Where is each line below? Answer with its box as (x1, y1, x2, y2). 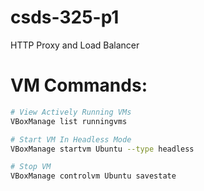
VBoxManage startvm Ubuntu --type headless (10, 144, 195, 154)
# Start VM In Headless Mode (10, 134, 132, 145)
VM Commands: (10, 74, 148, 97)
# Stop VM (10, 162, 52, 172)
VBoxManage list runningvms (10, 116, 128, 126)
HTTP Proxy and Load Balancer (10, 39, 140, 51)
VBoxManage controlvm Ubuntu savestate (10, 171, 177, 181)
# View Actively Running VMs (10, 107, 132, 117)
